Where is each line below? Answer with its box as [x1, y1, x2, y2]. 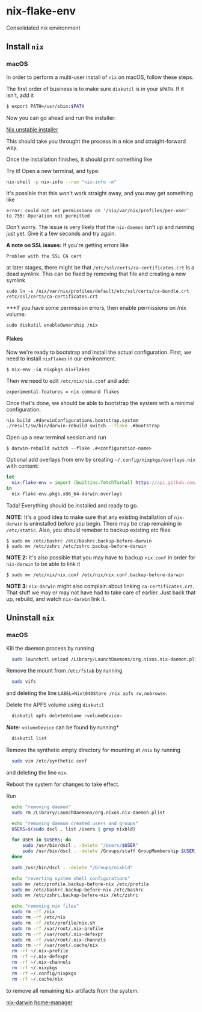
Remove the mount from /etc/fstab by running [6, 667, 123, 674]
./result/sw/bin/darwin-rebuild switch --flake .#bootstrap [6, 423, 161, 429]
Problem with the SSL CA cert [6, 253, 82, 260]
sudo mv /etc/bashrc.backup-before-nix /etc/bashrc [11, 887, 144, 893]
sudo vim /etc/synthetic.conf [11, 758, 87, 764]
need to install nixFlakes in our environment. [6, 354, 117, 362]
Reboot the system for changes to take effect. [6, 781, 120, 788]
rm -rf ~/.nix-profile [11, 948, 69, 954]
